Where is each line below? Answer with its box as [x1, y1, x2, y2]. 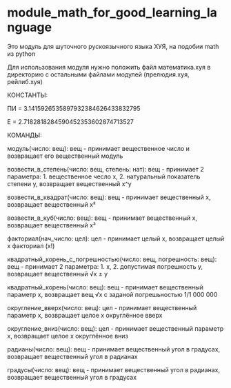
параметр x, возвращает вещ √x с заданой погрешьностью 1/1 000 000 [7, 290, 218, 298]
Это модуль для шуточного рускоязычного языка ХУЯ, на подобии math [7, 42, 219, 50]
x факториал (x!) [7, 241, 55, 249]
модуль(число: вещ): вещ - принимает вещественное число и [7, 144, 190, 152]
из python [7, 50, 36, 58]
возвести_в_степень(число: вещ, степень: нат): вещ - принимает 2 [7, 165, 205, 173]
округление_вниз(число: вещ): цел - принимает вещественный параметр [7, 324, 224, 332]
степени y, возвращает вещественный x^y [7, 179, 132, 187]
